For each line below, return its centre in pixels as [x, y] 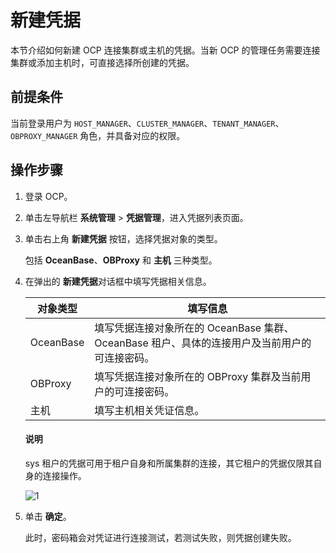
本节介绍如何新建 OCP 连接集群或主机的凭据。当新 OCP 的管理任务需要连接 [165, 50]
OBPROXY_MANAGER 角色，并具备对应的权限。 [98, 135]
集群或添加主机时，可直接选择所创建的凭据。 [102, 62]
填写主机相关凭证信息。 [149, 410]
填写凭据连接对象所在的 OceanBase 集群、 [194, 328]
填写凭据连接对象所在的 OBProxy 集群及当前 [198, 376]
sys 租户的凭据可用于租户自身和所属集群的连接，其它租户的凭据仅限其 [169, 463]
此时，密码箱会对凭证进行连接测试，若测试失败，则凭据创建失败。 [160, 537]
